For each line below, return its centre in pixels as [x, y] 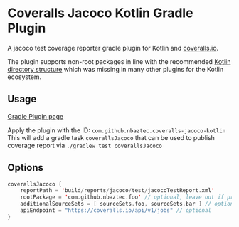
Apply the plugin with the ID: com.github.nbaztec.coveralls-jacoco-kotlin [117, 130]
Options [26, 168]
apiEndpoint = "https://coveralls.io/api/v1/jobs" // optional [116, 211]
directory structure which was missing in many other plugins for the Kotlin [116, 69]
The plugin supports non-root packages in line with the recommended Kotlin [119, 61]
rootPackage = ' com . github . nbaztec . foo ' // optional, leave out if [122, 197]
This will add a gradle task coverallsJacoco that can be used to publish [111, 137]
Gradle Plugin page [36, 116]
